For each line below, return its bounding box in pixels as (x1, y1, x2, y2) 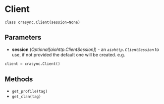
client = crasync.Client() (4, 61, 60, 66)
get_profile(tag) (11, 89, 48, 94)
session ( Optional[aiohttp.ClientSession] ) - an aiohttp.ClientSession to (11, 46, 160, 52)
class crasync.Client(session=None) (4, 20, 80, 25)
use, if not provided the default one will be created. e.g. (11, 52, 125, 57)
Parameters (4, 33, 42, 42)
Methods (4, 75, 33, 84)
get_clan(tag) (11, 94, 41, 100)
